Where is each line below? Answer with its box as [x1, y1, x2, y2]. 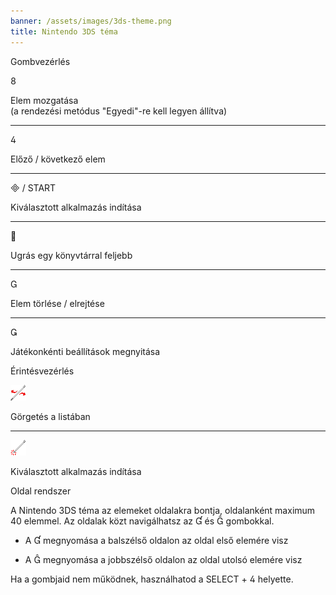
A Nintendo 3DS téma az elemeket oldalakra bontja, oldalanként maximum [10, 504, 316, 516]
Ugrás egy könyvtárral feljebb [10, 249, 133, 261]
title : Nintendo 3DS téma [10, 26, 118, 37]
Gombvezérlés [10, 55, 71, 67]
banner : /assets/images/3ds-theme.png [10, 16, 172, 26]
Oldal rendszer [10, 485, 72, 497]
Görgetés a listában [10, 410, 91, 422]
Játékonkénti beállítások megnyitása [10, 345, 161, 357]
